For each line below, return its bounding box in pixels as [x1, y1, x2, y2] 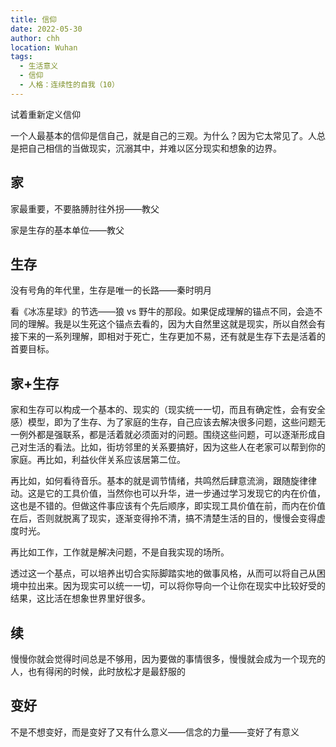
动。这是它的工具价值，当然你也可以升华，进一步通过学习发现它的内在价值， [10, 487, 326, 500]
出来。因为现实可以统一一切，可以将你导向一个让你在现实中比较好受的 [36, 580, 326, 592]
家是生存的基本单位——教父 [10, 224, 125, 236]
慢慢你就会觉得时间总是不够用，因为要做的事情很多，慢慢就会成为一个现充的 [10, 653, 326, 665]
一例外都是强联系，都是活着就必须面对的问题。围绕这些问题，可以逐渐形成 [10, 429, 317, 441]
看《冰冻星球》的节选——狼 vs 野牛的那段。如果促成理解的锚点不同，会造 [10, 306, 315, 318]
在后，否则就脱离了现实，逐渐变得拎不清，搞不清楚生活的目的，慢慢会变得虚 [10, 512, 326, 525]
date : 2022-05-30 [10, 24, 83, 34]
